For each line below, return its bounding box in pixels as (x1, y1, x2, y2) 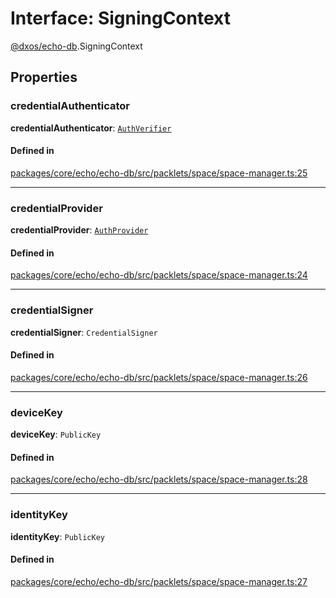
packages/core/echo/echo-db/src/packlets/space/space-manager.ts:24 (10, 269, 308, 281)
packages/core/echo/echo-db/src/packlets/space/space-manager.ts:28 (10, 473, 308, 486)
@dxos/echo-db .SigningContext (10, 40, 143, 52)
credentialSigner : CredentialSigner (10, 326, 158, 338)
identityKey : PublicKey (10, 530, 105, 542)
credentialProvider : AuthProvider (10, 224, 149, 236)
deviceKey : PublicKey (10, 428, 102, 441)
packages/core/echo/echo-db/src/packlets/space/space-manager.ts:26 (10, 371, 308, 383)
